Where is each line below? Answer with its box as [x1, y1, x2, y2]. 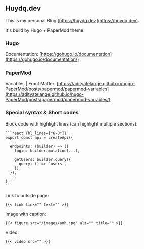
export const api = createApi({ [5, 135, 73, 140]
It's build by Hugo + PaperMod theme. [5, 27, 85, 33]
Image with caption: [5, 211, 46, 217]
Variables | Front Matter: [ [5, 81, 59, 87]
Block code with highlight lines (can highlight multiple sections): [5, 120, 138, 127]
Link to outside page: [5, 192, 49, 198]
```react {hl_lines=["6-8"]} [5, 131, 67, 136]
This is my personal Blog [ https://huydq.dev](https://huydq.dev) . [5, 17, 140, 23]
